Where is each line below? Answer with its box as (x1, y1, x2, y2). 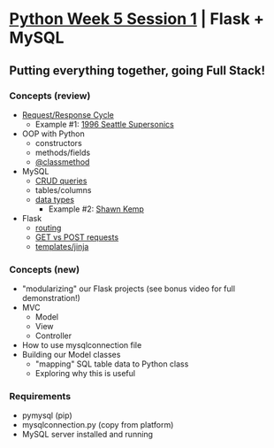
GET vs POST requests (34, 231, 119, 243)
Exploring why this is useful (34, 368, 135, 379)
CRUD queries (34, 175, 88, 186)
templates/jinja (34, 241, 89, 251)
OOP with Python (21, 128, 86, 139)
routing (34, 222, 62, 233)
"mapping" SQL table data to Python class (34, 359, 189, 369)
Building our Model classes (21, 350, 121, 360)
